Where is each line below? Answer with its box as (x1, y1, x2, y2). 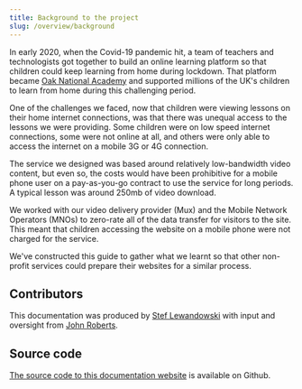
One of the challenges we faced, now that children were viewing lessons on (9, 102, 291, 113)
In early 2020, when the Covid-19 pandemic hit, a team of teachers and (9, 46, 275, 57)
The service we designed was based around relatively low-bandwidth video (9, 158, 291, 169)
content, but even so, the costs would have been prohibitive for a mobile (9, 168, 278, 179)
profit (9, 260, 30, 271)
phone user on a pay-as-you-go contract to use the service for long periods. (9, 177, 294, 188)
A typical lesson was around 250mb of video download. (9, 187, 216, 198)
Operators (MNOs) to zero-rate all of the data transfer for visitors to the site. (9, 214, 291, 225)
